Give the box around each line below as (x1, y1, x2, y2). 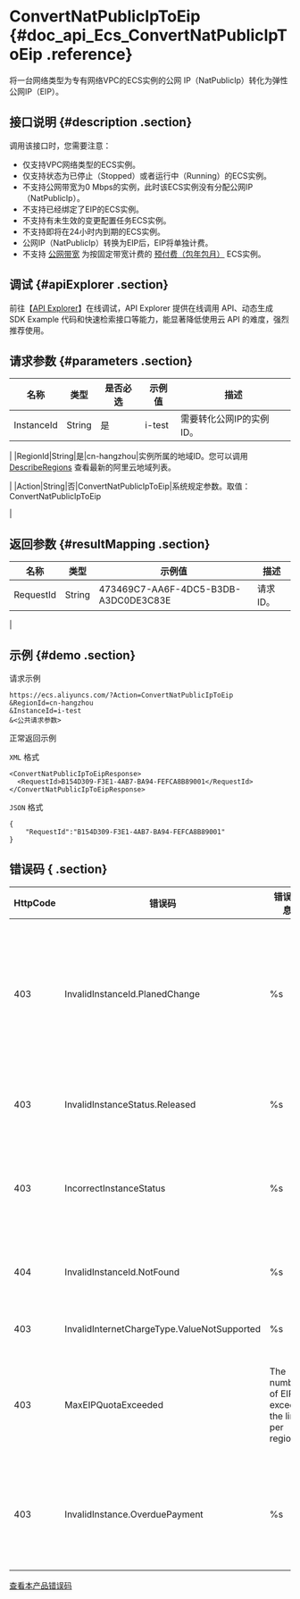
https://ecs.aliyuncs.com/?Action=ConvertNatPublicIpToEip (9, 691, 234, 699)
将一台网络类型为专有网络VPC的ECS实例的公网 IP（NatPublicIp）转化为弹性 (9, 74, 288, 86)
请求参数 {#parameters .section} (9, 353, 194, 368)
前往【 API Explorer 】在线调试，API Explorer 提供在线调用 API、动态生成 (9, 302, 274, 314)
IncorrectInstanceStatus (64, 1182, 166, 1194)
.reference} (46, 45, 133, 64)
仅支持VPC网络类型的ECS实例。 (21, 159, 141, 170)
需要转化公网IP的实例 (179, 413, 270, 425)
